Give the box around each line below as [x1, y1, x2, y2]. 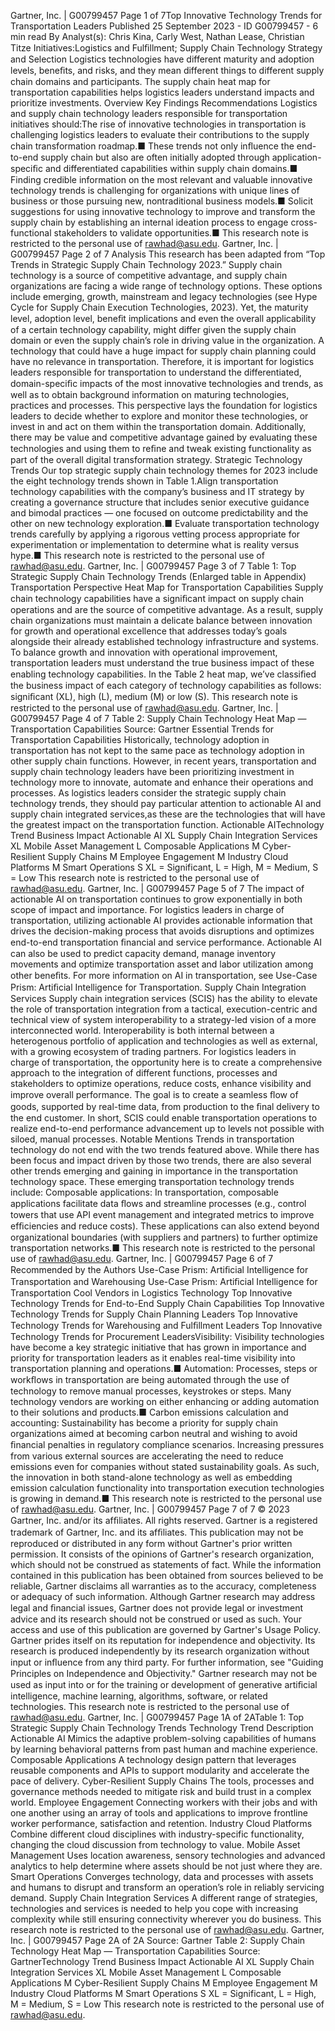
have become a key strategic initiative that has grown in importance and [10, 1341, 307, 1353]
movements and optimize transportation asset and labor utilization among [10, 958, 314, 970]
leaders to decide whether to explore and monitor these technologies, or [10, 410, 309, 422]
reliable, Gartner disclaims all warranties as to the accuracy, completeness [10, 1580, 317, 1592]
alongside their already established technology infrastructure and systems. [10, 636, 320, 647]
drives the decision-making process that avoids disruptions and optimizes [10, 925, 315, 937]
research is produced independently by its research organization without [10, 1645, 310, 1657]
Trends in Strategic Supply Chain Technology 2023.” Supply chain [10, 259, 283, 270]
